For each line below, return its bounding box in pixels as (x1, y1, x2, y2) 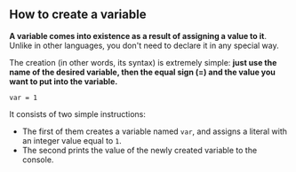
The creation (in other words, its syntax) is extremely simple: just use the (9, 57, 277, 67)
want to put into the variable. (9, 75, 118, 87)
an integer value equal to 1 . (21, 135, 122, 145)
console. (21, 154, 54, 165)
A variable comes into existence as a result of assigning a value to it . (9, 30, 267, 41)
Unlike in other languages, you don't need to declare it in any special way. (9, 40, 280, 51)
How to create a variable (9, 7, 147, 22)
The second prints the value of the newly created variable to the (21, 145, 258, 155)
